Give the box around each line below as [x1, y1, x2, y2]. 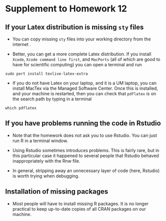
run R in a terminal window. [12, 138, 68, 144]
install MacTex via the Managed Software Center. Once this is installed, [12, 85, 159, 91]
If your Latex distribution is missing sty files [5, 23, 144, 31]
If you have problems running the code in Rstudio [5, 119, 161, 128]
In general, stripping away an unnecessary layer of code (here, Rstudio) [12, 168, 160, 174]
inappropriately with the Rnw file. [12, 158, 81, 164]
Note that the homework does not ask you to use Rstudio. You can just [12, 132, 157, 138]
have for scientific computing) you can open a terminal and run [12, 62, 142, 67]
